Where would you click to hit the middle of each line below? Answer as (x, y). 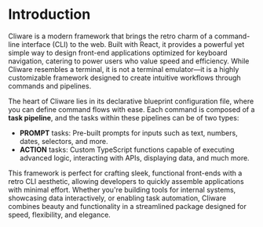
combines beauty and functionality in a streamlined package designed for (128, 206)
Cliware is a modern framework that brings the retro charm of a (111, 36)
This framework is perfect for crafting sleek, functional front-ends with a (125, 173)
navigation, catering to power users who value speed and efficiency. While (129, 61)
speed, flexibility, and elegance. (60, 214)
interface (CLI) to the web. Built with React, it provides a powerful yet (133, 44)
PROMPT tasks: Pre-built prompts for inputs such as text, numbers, (128, 133)
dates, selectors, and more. (64, 141)
